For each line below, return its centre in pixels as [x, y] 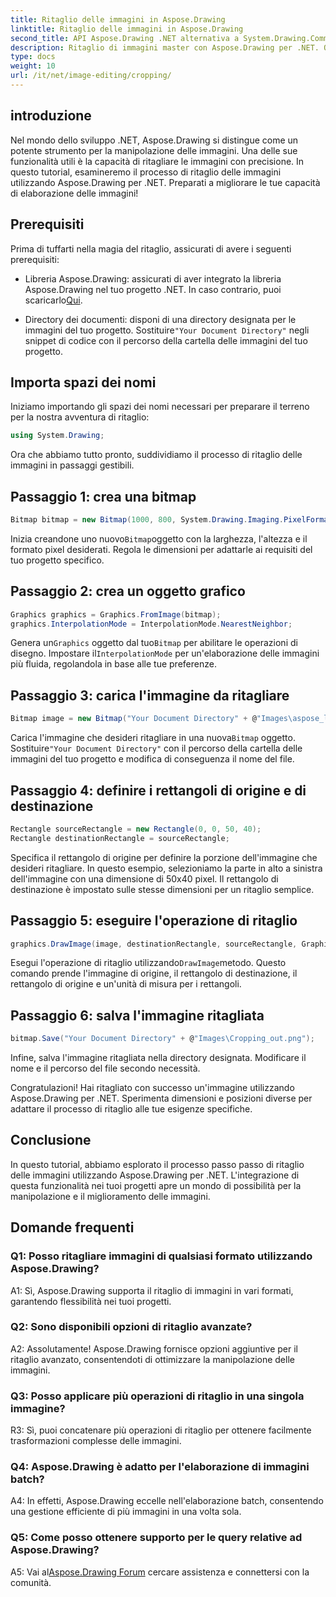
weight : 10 [33, 66]
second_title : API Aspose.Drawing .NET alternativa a [125, 38]
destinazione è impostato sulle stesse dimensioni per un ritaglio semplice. [162, 889]
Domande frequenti [72, 1227]
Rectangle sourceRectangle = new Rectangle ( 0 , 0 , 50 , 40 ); [136, 829]
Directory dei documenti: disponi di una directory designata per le [160, 319]
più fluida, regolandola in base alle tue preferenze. [113, 664]
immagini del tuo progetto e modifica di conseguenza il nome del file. [152, 759]
